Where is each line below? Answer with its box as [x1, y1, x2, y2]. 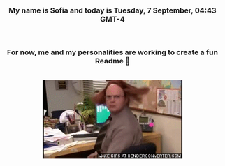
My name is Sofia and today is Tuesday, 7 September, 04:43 [8, 6, 217, 15]
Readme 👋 [95, 56, 130, 66]
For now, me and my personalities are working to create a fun [6, 47, 219, 57]
